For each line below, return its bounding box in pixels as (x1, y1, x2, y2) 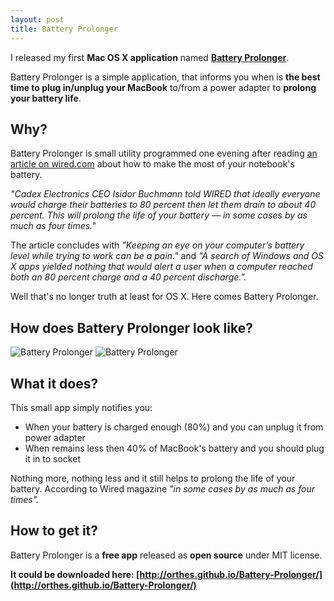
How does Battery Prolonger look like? (10, 319, 253, 336)
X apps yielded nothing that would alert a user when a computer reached (10, 261, 313, 273)
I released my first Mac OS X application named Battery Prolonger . (10, 51, 290, 63)
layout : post (10, 14, 65, 25)
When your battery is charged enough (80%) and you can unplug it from (24, 421, 324, 433)
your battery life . (10, 92, 82, 104)
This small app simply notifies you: (10, 401, 153, 413)
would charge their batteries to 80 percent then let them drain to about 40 (10, 199, 317, 211)
